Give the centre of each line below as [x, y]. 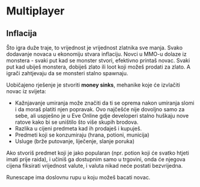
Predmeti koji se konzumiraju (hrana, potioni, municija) [82, 135]
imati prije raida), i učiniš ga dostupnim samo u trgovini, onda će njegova [96, 159]
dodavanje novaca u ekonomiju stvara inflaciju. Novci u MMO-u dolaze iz [97, 54]
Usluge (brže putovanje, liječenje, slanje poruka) [75, 141]
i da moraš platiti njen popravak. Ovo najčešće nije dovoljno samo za [100, 109]
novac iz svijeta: [26, 91]
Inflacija [22, 33]
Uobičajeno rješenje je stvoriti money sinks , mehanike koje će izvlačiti [93, 85]
